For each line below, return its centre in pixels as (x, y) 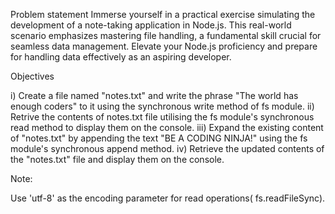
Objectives (32, 76)
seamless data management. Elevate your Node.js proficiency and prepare (164, 46)
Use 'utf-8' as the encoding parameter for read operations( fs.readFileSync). (168, 198)
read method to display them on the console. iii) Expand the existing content (167, 127)
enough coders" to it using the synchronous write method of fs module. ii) (162, 106)
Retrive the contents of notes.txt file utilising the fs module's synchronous (162, 117)
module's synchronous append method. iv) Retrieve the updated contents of (167, 148)
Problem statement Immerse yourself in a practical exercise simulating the (163, 14)
